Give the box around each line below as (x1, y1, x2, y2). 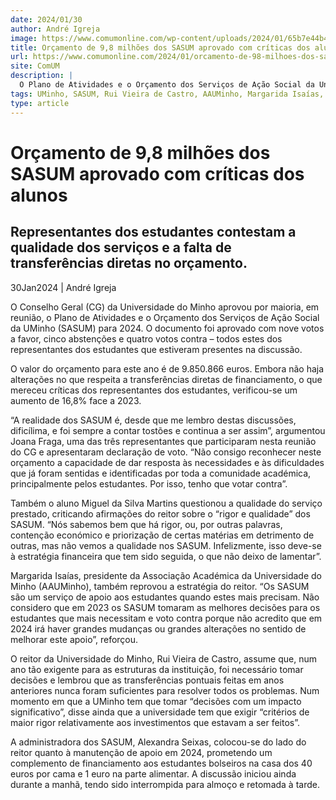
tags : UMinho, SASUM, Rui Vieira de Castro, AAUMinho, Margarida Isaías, (10, 89, 325, 99)
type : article (10, 98, 70, 108)
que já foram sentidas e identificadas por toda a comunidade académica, (10, 467, 312, 479)
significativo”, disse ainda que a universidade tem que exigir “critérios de (10, 706, 310, 718)
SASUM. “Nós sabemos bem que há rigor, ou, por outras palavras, (10, 518, 283, 530)
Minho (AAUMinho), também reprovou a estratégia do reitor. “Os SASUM (10, 580, 310, 592)
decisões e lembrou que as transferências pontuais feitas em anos (10, 674, 285, 686)
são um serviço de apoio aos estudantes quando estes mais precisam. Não (10, 591, 320, 603)
